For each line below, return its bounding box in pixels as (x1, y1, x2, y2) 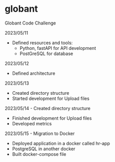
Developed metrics (12, 120, 52, 126)
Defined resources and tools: (12, 39, 73, 46)
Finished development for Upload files (12, 115, 92, 121)
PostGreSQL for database (19, 50, 73, 57)
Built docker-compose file (12, 151, 66, 157)
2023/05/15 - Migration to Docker (5, 130, 75, 137)
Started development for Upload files (12, 95, 90, 101)
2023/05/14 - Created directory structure (5, 105, 91, 111)
